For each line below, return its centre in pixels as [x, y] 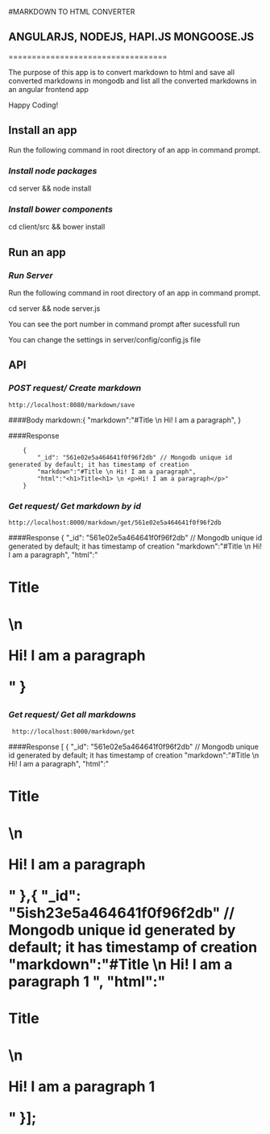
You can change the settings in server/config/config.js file [105, 339]
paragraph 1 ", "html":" [87, 982]
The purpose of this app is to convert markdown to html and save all [122, 72]
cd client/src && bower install [57, 227]
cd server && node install [50, 188]
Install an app [43, 130]
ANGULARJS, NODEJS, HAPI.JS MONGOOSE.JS [131, 37]
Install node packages [53, 170]
